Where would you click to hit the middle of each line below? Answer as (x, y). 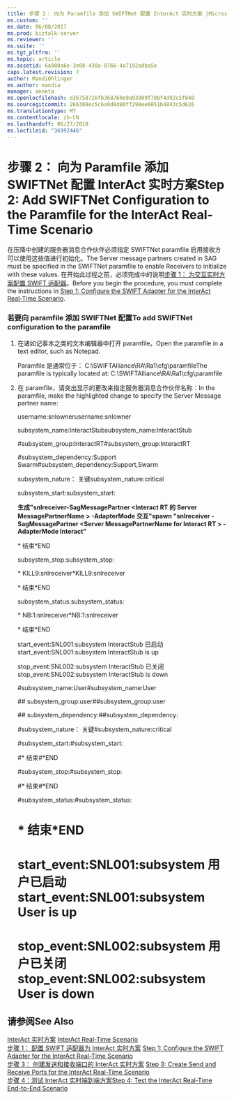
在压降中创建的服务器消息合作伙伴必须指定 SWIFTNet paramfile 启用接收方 (114, 250)
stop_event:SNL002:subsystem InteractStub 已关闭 (91, 666)
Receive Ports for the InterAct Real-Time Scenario (78, 1072)
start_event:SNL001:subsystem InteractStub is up (88, 652)
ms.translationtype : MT (42, 111)
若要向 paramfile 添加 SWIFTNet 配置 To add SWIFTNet (100, 318)
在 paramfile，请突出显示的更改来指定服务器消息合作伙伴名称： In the (116, 387)
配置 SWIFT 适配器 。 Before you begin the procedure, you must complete (118, 283)
